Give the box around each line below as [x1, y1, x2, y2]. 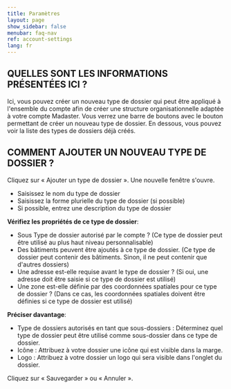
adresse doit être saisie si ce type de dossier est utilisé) [17, 275, 176, 283]
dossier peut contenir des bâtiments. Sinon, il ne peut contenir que [17, 253, 207, 261]
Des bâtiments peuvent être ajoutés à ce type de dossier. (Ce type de [17, 245, 216, 253]
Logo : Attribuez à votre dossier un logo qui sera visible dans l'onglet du [17, 353, 223, 361]
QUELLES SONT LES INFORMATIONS [7, 68, 168, 80]
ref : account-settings [7, 36, 73, 43]
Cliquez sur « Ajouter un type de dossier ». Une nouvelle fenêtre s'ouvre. [7, 176, 215, 184]
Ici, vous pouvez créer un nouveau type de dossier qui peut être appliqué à [7, 97, 221, 105]
